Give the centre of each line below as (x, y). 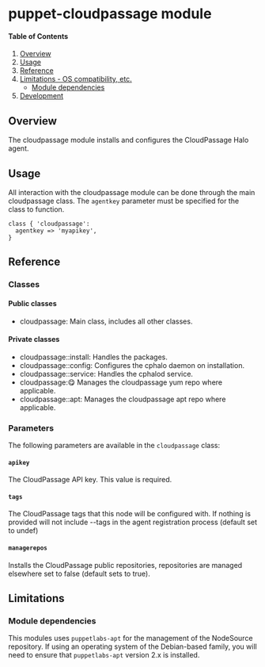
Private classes (34, 339)
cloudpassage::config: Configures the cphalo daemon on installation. (132, 365)
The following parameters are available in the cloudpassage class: (114, 446)
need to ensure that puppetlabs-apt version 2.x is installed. (104, 655)
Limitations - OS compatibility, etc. (76, 79)
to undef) (23, 531)
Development (42, 96)
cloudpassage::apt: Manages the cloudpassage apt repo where (123, 399)
